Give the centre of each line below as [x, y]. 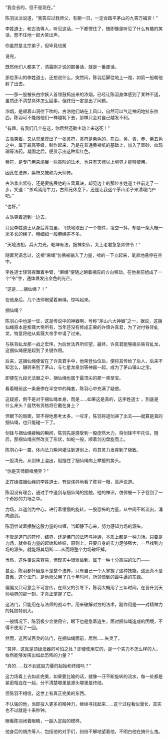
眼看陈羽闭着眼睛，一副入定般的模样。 [44, 721]
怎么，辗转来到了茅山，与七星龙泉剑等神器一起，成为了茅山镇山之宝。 [81, 367]
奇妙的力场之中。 [27, 499]
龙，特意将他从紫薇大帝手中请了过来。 [44, 333]
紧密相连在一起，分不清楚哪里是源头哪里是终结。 [55, 683]
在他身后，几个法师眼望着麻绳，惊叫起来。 [49, 300]
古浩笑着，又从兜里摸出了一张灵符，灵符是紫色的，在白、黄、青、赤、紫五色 [84, 139]
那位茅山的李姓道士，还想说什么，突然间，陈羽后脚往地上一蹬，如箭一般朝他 [84, 77]
